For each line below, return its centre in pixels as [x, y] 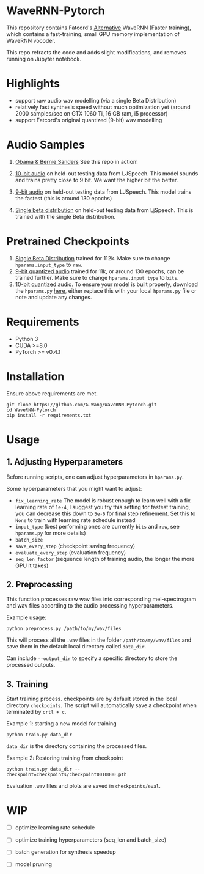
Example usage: [27, 617]
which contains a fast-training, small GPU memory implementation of [93, 34]
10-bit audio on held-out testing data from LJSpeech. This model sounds [107, 173]
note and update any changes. [53, 297]
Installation [35, 376]
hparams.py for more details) [51, 533]
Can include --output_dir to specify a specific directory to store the [92, 658]
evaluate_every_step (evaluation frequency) [71, 552]
